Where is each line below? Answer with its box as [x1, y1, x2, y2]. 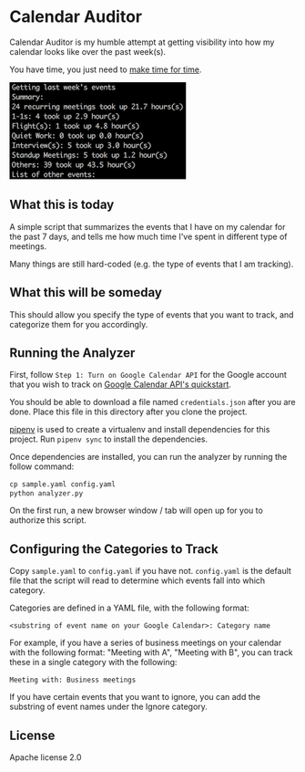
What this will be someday [9, 285, 162, 300]
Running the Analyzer [9, 345, 136, 360]
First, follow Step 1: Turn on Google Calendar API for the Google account [9, 370, 287, 381]
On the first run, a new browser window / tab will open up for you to [9, 505, 264, 516]
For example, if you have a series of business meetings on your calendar [9, 637, 282, 649]
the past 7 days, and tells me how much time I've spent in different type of [9, 231, 289, 242]
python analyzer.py [9, 489, 84, 498]
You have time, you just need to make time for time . [9, 64, 202, 75]
